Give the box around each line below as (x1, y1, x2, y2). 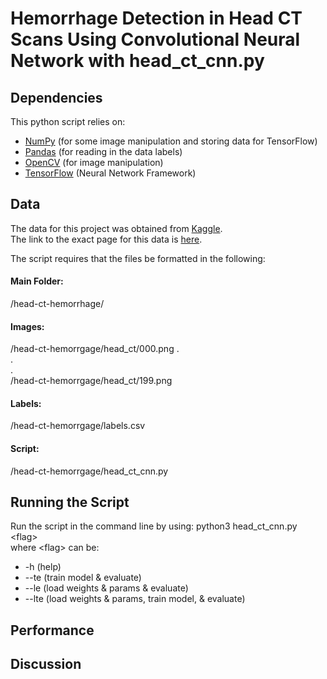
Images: (10, 320, 45, 332)
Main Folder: (10, 275, 64, 287)
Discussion (10, 656, 82, 673)
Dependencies (10, 89, 103, 106)
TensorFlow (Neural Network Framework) (24, 167, 197, 179)
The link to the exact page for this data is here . (10, 233, 203, 245)
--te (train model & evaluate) (24, 572, 142, 584)
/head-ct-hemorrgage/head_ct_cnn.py (10, 465, 169, 477)
